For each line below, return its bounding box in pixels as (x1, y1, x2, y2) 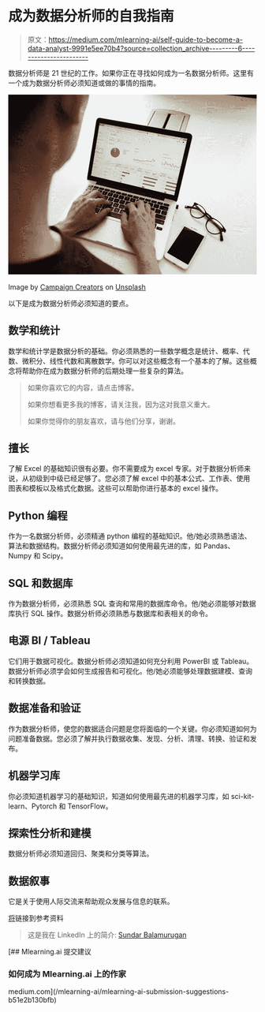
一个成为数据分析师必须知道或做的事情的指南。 (8, 78, 160, 88)
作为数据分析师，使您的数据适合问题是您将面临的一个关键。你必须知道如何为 (8, 723, 257, 734)
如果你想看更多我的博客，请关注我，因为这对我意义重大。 (27, 399, 215, 409)
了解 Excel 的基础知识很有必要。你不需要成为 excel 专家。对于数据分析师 (8, 464, 244, 473)
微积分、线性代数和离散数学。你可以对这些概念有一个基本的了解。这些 (21, 356, 250, 365)
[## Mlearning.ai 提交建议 (8, 947, 92, 957)
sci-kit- (230, 791, 255, 801)
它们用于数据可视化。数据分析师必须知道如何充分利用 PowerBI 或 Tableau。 (8, 656, 254, 666)
